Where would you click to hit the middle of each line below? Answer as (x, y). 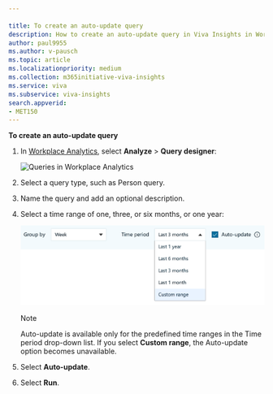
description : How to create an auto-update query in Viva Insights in (130, 34)
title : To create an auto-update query (76, 26)
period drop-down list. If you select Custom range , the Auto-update (134, 342)
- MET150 (23, 111)
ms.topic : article (39, 60)
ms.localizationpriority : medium (65, 69)
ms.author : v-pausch (43, 52)
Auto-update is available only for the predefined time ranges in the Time (141, 334)
